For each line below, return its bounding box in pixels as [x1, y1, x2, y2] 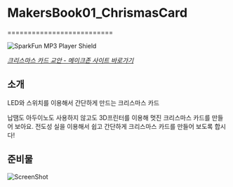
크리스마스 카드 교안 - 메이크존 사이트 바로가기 [7, 56, 134, 64]
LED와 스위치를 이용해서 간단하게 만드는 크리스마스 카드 [7, 98, 160, 106]
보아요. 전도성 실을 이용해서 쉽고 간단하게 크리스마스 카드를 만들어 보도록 [14, 122, 213, 130]
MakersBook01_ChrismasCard [7, 5, 188, 21]
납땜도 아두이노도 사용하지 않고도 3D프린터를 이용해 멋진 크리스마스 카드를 [7, 113, 211, 122]
